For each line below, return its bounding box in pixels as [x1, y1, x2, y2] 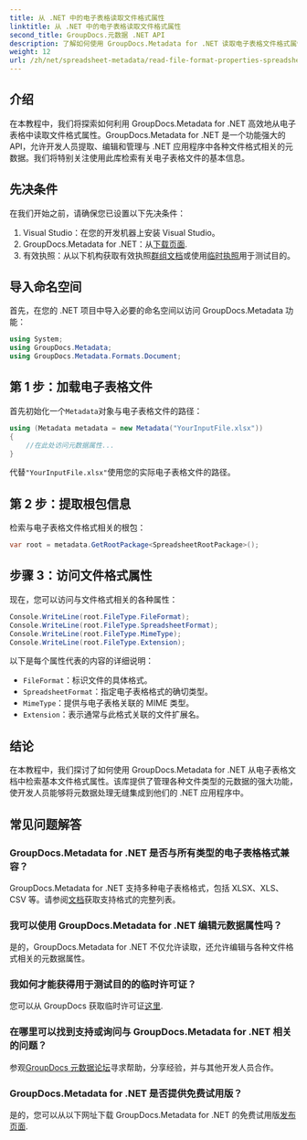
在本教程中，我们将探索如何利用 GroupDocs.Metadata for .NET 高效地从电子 [9, 118, 297, 129]
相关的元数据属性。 [16, 953, 90, 964]
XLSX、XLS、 [231, 882, 284, 893]
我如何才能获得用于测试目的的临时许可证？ [9, 978, 197, 991]
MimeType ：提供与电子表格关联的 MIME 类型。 [22, 698, 195, 709]
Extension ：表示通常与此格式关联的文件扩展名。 [22, 709, 205, 720]
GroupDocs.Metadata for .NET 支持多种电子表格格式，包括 [9, 882, 230, 893]
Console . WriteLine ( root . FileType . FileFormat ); [9, 612, 190, 622]
